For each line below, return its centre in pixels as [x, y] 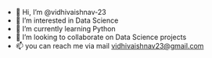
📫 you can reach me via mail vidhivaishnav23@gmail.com [110, 46]
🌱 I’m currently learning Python [65, 29]
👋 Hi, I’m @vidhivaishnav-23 [61, 12]
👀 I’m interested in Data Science [67, 20]
